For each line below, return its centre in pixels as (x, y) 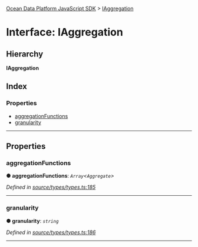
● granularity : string (32, 221)
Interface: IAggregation (65, 32)
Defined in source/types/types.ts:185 (51, 187)
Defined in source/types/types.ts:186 (51, 232)
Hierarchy (25, 54)
